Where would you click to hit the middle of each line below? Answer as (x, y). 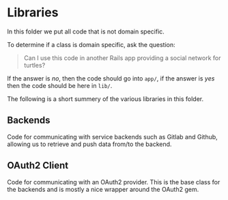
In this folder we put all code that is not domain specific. (86, 31)
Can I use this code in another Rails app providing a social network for (122, 58)
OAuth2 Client (38, 166)
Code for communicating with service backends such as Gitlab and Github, (113, 137)
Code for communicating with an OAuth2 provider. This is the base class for (114, 182)
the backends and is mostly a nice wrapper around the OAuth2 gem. (103, 189)
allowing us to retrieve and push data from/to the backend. (89, 144)
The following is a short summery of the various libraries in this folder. (105, 99)
